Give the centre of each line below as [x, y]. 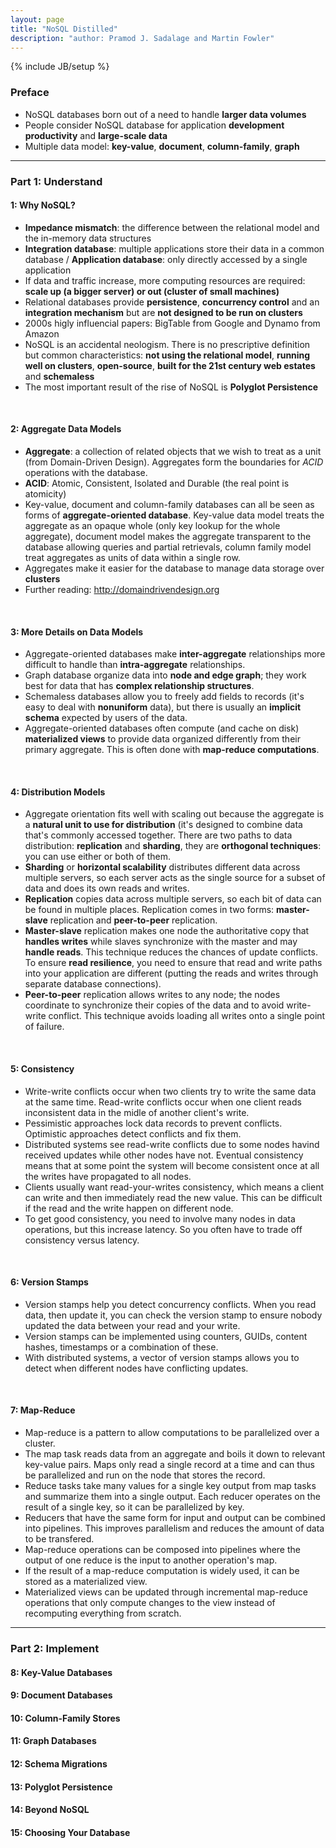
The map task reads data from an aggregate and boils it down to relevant [175, 1454]
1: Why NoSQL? [43, 205]
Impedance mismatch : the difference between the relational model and [172, 227]
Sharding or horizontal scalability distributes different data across [162, 867]
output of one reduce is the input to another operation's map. [151, 1560]
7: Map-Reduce [43, 1410]
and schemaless [59, 376]
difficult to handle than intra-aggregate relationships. [135, 665]
